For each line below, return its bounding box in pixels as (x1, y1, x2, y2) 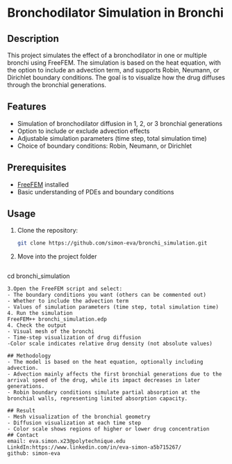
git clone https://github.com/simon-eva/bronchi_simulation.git (17, 240, 208, 247)
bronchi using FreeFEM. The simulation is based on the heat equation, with (7, 59, 221, 67)
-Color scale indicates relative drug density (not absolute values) (7, 340, 213, 348)
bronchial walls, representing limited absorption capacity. (7, 395, 188, 402)
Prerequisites (7, 162, 67, 173)
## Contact (7, 432, 39, 439)
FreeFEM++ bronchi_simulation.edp (7, 316, 108, 323)
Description (7, 33, 59, 45)
